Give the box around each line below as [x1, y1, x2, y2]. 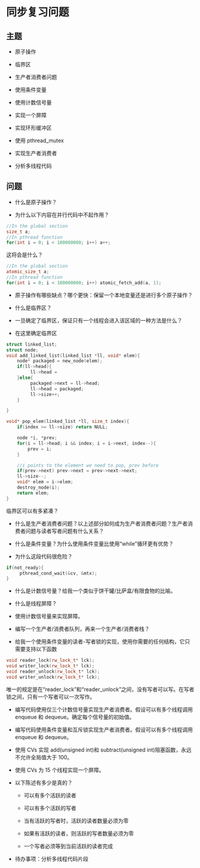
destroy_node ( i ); [17, 484, 60, 490]
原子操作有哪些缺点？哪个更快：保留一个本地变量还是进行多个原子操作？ [14, 291, 193, 299]
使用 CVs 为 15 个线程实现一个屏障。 [14, 766, 104, 774]
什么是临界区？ [14, 304, 52, 311]
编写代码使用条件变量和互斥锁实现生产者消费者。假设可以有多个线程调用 [14, 726, 193, 733]
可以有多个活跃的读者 [23, 792, 76, 799]
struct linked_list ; [6, 341, 58, 347]
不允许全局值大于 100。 [14, 753, 73, 760]
